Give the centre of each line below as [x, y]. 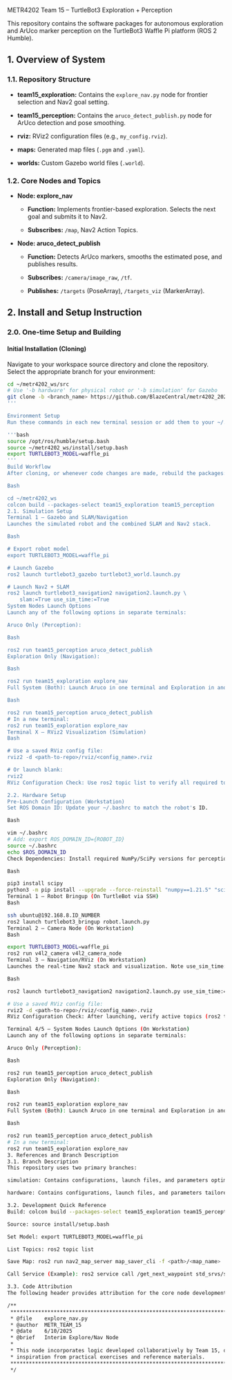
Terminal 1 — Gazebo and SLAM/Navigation [68, 518]
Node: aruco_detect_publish [59, 243]
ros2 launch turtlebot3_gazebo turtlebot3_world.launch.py [94, 574]
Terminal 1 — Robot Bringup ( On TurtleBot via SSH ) [83, 897]
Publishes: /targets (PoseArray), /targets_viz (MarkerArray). [116, 290]
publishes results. [52, 264]
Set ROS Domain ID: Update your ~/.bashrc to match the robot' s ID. [108, 808]
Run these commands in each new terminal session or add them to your [111, 422]
